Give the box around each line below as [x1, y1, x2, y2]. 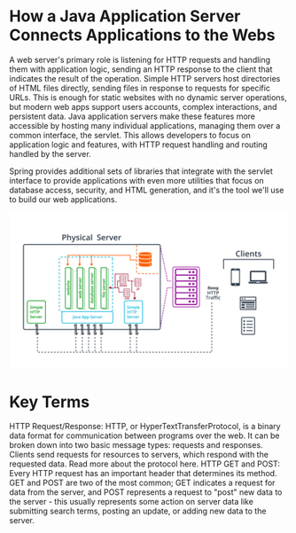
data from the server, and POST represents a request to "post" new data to [9, 487, 283, 498]
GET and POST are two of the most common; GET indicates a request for [9, 477, 276, 489]
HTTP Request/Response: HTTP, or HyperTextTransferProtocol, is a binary [9, 421, 281, 432]
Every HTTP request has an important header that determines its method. [9, 468, 277, 479]
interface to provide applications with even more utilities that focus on [9, 175, 264, 185]
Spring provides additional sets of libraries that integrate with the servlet [9, 166, 273, 176]
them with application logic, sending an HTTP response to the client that [9, 64, 273, 74]
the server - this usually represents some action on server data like [9, 497, 254, 507]
